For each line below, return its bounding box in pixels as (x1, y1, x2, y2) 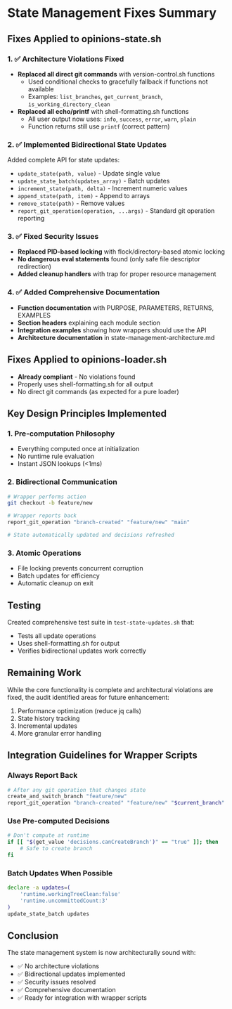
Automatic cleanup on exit (17, 579, 94, 587)
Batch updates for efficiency (17, 571, 100, 580)
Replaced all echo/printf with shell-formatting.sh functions (17, 107, 189, 115)
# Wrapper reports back (7, 512, 77, 519)
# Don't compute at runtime (7, 832, 90, 839)
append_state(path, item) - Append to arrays (17, 192, 150, 200)
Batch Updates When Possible (7, 868, 113, 878)
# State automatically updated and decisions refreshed (7, 532, 174, 539)
